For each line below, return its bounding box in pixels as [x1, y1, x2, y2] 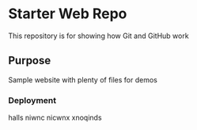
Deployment [8, 94, 57, 105]
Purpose [8, 54, 51, 67]
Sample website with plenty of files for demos [8, 75, 158, 84]
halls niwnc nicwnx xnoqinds [8, 113, 102, 123]
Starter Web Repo [8, 5, 127, 23]
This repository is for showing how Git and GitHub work [8, 31, 189, 40]
